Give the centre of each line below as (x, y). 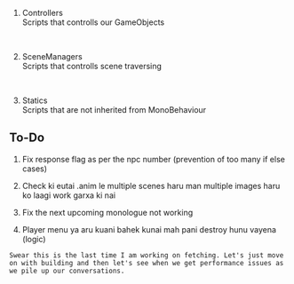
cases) (34, 169)
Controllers (43, 13)
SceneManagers (52, 56)
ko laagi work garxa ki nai (69, 195)
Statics (35, 100)
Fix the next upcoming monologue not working (107, 212)
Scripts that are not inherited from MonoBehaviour (114, 110)
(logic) (34, 239)
